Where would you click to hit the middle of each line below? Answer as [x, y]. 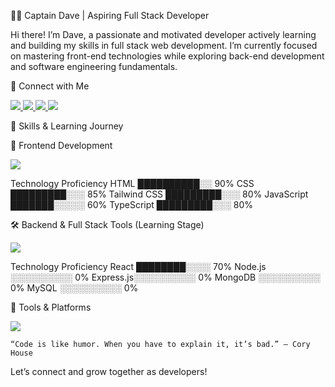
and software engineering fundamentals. [94, 66]
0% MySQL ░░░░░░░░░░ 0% [74, 288]
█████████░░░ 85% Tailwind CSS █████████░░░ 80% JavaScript [159, 194]
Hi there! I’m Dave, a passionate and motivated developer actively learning [163, 34]
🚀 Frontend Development [61, 145]
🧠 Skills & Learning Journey [67, 126]
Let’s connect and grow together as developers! [109, 371]
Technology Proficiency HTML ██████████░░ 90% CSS [132, 183]
